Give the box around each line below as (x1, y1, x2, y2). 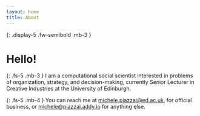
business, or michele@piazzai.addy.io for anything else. (6, 103, 145, 111)
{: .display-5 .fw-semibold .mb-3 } (6, 31, 92, 38)
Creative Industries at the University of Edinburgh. (6, 85, 132, 92)
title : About (6, 14, 39, 21)
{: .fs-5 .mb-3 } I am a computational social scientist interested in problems (6, 72, 193, 79)
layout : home (6, 8, 39, 15)
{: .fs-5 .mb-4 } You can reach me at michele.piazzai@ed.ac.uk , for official (6, 97, 192, 104)
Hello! (6, 52, 37, 66)
